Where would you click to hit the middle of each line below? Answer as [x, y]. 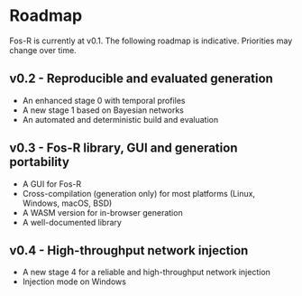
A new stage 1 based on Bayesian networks [103, 110]
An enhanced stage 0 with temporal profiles [104, 100]
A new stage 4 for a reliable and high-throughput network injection [146, 273]
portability [40, 162]
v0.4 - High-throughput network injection [129, 250]
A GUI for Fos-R [52, 184]
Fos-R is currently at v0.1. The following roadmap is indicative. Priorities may [151, 41]
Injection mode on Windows [74, 282]
